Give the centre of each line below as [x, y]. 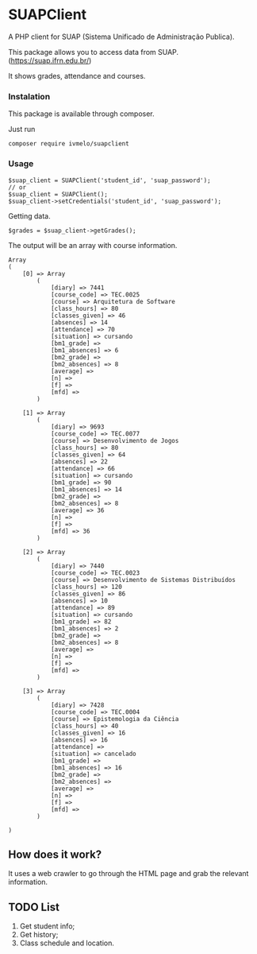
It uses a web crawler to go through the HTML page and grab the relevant [128, 874]
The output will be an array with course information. [93, 245]
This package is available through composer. [81, 114]
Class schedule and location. [67, 943]
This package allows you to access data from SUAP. [94, 52]
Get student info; [47, 926]
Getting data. [29, 215]
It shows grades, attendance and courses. [77, 76]
